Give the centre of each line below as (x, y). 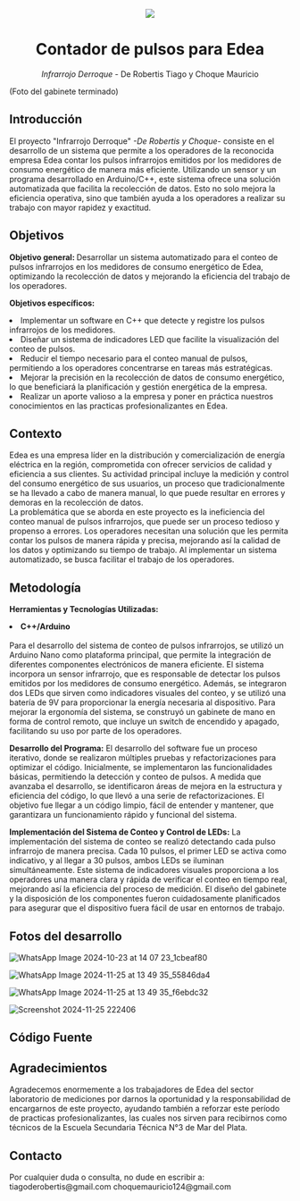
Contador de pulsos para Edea (150, 50)
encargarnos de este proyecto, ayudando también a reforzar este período (145, 1109)
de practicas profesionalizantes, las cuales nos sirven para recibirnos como (148, 1118)
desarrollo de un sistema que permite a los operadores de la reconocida (142, 150)
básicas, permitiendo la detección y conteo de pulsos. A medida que (135, 777)
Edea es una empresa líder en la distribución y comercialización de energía (147, 455)
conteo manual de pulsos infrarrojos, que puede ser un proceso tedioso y (144, 522)
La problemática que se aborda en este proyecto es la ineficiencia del (137, 512)
